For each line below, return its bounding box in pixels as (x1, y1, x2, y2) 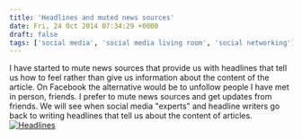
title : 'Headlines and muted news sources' (9, 13, 175, 22)
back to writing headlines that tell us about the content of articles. (9, 110, 253, 121)
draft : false (9, 30, 58, 39)
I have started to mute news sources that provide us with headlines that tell (9, 63, 288, 74)
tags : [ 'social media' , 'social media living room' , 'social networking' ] (9, 38, 296, 48)
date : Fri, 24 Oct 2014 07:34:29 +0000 (9, 22, 159, 30)
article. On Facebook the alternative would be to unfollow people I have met (9, 82, 289, 92)
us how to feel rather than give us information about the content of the (9, 73, 270, 83)
